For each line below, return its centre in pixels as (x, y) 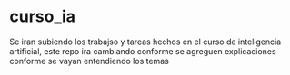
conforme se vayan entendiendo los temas (90, 61)
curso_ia (42, 17)
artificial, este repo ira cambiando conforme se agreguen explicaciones (143, 51)
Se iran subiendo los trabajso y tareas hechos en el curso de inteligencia (145, 42)
